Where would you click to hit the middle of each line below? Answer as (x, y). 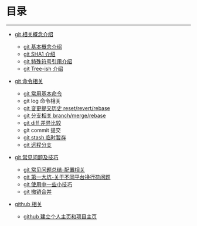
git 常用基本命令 (43, 93)
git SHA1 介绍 (39, 54)
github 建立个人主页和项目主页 (60, 216)
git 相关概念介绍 (34, 34)
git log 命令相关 (42, 101)
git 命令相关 (29, 81)
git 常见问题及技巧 (36, 157)
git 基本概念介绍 (43, 46)
